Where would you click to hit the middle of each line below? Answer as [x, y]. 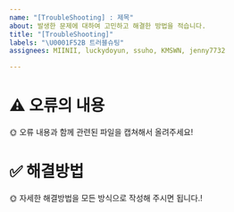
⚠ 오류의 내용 [57, 106]
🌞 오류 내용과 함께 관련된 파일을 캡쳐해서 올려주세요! [101, 132]
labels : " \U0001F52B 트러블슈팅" [67, 42]
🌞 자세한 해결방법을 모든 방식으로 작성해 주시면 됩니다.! [106, 198]
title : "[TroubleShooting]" [62, 34]
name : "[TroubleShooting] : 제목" [71, 17]
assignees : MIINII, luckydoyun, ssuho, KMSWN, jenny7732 [117, 51]
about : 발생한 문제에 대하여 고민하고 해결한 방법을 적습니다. [108, 26]
